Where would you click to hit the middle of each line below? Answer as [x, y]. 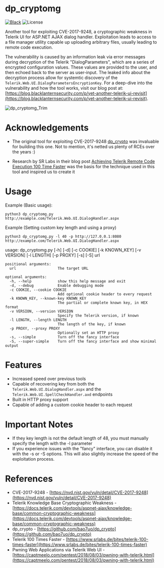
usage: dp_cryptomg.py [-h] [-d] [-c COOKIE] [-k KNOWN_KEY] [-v [73, 250]
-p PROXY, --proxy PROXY [35, 328]
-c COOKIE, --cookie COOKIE [38, 290]
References [29, 478]
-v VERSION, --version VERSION [41, 311]
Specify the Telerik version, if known [98, 315]
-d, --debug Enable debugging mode [57, 285]
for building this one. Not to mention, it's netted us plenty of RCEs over [83, 146]
